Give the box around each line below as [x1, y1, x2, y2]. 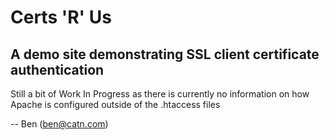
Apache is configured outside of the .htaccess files [10, 99, 221, 110]
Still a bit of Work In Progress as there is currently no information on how [10, 88, 310, 100]
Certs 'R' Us [10, 6, 112, 29]
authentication [10, 61, 105, 78]
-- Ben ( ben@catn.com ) [10, 118, 109, 130]
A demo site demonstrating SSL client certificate [10, 46, 320, 63]
